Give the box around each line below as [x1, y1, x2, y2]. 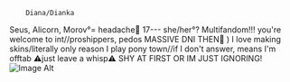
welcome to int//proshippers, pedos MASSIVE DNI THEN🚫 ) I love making [9, 34, 282, 44]
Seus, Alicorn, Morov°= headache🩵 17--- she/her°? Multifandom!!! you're [9, 24, 282, 35]
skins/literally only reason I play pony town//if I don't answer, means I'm [9, 43, 276, 54]
